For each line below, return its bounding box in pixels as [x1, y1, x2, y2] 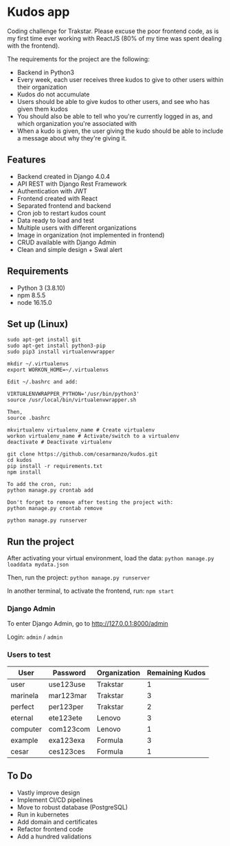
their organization [16, 83, 67, 91]
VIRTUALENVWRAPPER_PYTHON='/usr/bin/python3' [7, 390, 139, 398]
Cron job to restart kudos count [16, 209, 106, 217]
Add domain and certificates [16, 817, 98, 826]
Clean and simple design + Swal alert [16, 245, 123, 253]
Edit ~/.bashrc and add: [7, 379, 78, 385]
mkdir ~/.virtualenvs [7, 361, 69, 368]
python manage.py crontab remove [7, 505, 103, 512]
